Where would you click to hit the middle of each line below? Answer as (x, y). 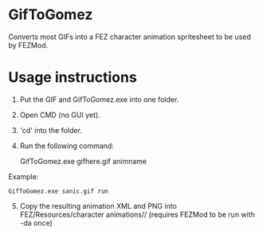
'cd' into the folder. (51, 130)
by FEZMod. (28, 45)
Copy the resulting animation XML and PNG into (98, 206)
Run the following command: (67, 146)
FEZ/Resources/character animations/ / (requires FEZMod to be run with (137, 214)
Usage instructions (73, 78)
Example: (24, 176)
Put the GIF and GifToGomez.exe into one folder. (99, 99)
